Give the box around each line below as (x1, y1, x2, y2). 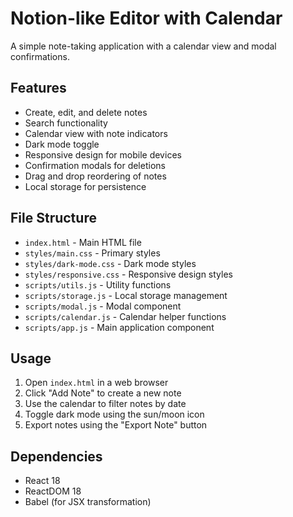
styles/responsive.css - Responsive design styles (24, 268, 233, 280)
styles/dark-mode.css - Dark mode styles (24, 257, 197, 269)
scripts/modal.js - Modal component (24, 300, 182, 312)
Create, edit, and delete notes (24, 106, 148, 118)
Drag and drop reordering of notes (24, 170, 167, 182)
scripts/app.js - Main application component (24, 321, 215, 333)
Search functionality (24, 117, 108, 129)
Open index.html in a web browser (24, 377, 169, 389)
